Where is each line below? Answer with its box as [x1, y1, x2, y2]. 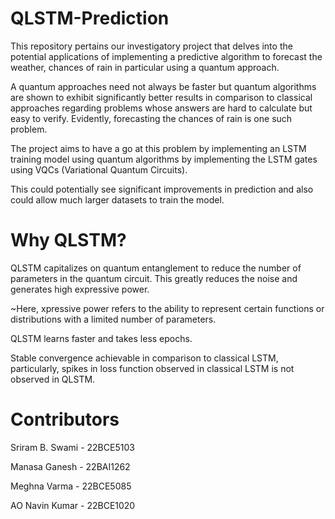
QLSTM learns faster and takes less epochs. [10, 332, 193, 344]
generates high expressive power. [10, 283, 150, 295]
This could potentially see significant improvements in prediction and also [10, 183, 314, 195]
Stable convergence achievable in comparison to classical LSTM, [10, 352, 279, 364]
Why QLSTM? [10, 229, 127, 252]
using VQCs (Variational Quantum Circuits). [10, 163, 188, 176]
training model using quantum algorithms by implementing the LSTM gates [10, 153, 318, 165]
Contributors [10, 408, 120, 431]
